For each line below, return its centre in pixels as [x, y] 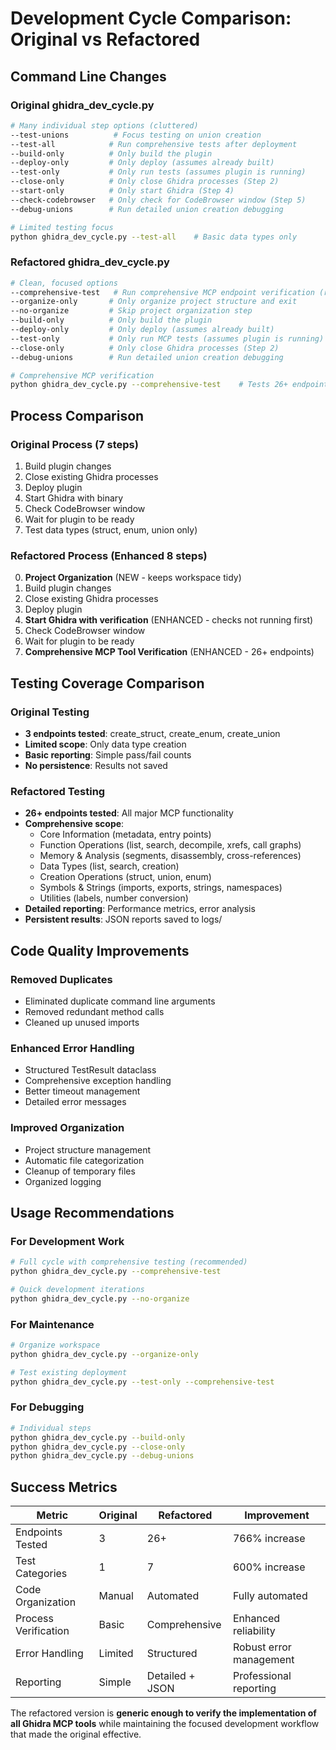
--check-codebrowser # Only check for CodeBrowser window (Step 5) [158, 200]
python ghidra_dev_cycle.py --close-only [98, 1447]
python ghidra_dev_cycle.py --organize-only [104, 1354]
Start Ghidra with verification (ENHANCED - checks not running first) [169, 620]
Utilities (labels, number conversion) [114, 898]
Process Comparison [77, 415]
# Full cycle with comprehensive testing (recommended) [129, 1262]
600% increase [269, 1567]
